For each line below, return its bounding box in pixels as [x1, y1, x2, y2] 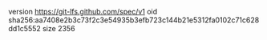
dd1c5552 [8, 24, 42, 33]
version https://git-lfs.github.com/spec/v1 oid [8, 7, 158, 16]
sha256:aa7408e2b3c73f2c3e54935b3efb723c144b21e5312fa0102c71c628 [8, 15, 260, 25]
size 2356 [42, 24, 75, 33]
